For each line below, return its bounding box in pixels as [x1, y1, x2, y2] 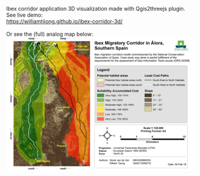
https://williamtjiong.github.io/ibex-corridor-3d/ [6, 18, 123, 25]
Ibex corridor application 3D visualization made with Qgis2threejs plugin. [6, 5, 186, 12]
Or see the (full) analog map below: [6, 31, 93, 38]
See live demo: [6, 11, 43, 19]
